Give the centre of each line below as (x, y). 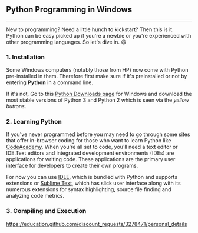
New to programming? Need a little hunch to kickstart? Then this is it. (90, 29)
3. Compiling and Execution (46, 211)
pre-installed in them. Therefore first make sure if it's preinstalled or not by (97, 76)
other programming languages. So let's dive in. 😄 (66, 42)
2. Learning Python (34, 122)
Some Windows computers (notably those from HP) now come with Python (97, 70)
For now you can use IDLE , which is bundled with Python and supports (92, 177)
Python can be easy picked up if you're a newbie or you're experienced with (99, 35)
